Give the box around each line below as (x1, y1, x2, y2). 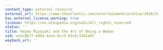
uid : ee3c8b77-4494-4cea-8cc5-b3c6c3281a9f (5, 34, 95, 39)
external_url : (5, 11, 34, 16)
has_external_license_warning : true (5, 16, 79, 20)
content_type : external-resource (5, 7, 73, 12)
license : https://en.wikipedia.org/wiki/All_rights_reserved (5, 20, 131, 25)
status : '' (5, 25, 27, 30)
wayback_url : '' (5, 38, 38, 43)
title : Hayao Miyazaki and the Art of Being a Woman (5, 29, 114, 34)
